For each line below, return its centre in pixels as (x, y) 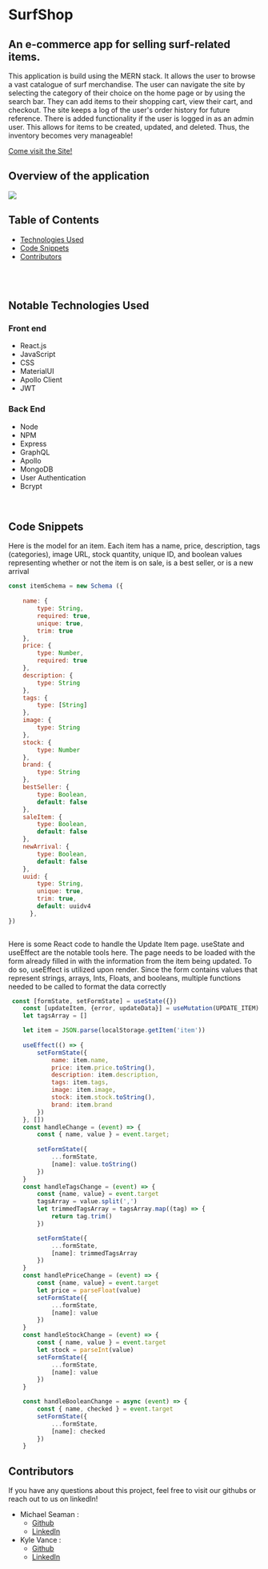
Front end (27, 328)
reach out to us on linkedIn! (53, 1499)
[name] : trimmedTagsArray (94, 1253)
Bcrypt (31, 486)
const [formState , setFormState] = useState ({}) (94, 1001)
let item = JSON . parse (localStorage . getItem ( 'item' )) (114, 1030)
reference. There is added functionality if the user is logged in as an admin (131, 118)
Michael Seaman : (49, 1515)
